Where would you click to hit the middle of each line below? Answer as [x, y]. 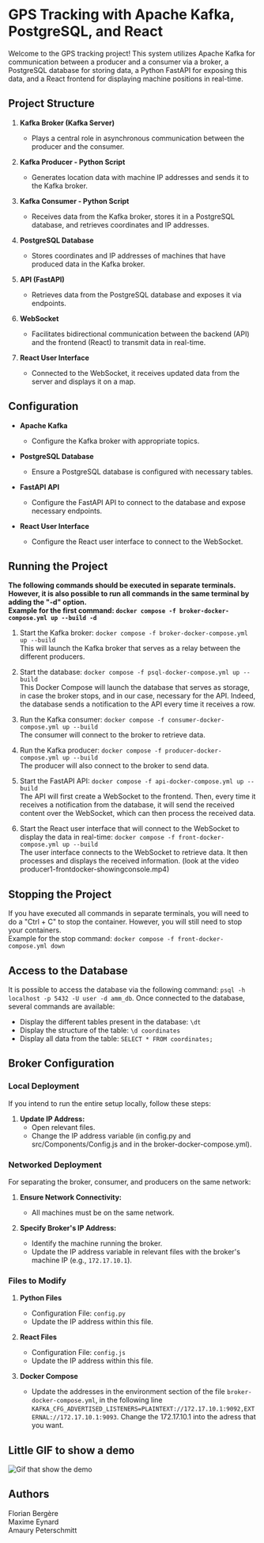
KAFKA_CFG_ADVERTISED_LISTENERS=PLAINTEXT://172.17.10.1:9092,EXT [143, 1409]
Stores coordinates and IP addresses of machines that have [128, 255]
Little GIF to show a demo [72, 1450]
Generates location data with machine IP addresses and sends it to [140, 177]
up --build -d [74, 618]
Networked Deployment [55, 1165]
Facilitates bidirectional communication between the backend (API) [141, 334]
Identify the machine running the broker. [97, 1243]
